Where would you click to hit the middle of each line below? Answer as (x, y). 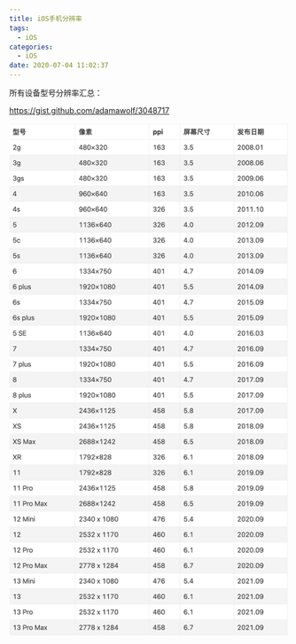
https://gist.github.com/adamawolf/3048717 (90, 110)
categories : (31, 47)
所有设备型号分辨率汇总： (56, 93)
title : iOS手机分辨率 (46, 19)
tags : (19, 28)
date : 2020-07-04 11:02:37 (59, 66)
